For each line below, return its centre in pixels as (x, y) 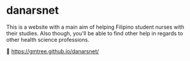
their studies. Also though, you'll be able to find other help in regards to (95, 33)
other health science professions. (48, 39)
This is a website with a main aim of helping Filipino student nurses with (95, 27)
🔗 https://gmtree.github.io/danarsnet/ (53, 51)
